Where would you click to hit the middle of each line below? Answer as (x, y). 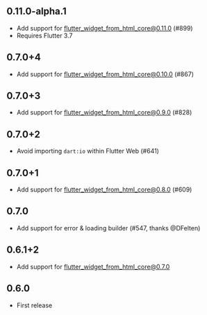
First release (34, 305)
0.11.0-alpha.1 (36, 11)
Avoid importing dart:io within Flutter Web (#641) (88, 151)
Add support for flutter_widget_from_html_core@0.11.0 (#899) (105, 28)
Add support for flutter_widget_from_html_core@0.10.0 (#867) (105, 74)
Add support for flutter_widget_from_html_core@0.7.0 (93, 266)
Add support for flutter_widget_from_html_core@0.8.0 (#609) (104, 189)
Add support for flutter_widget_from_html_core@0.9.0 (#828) (104, 112)
